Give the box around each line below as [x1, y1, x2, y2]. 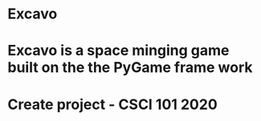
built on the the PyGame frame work [7, 58, 254, 77]
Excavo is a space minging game [7, 42, 230, 60]
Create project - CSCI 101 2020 [7, 95, 218, 113]
